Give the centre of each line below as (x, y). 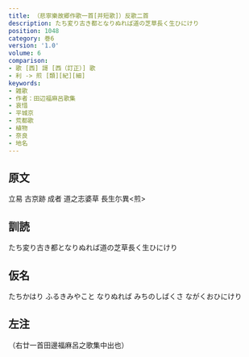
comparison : (28, 61)
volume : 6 (25, 53)
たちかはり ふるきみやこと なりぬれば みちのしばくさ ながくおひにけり (125, 296)
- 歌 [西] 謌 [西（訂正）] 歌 (52, 68)
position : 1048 (34, 31)
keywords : (25, 83)
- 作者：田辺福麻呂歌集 (42, 98)
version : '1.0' (34, 46)
